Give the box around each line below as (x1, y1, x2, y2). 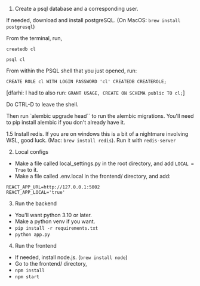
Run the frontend (14, 242, 57, 249)
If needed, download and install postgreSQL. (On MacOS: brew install (6, 17, 181, 23)
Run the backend (14, 200, 57, 207)
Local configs (14, 148, 49, 155)
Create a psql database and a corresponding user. (14, 5, 139, 12)
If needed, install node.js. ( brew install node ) (14, 254, 128, 261)
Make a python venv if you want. (14, 218, 96, 225)
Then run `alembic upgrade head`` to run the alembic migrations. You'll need (6, 112, 194, 119)
